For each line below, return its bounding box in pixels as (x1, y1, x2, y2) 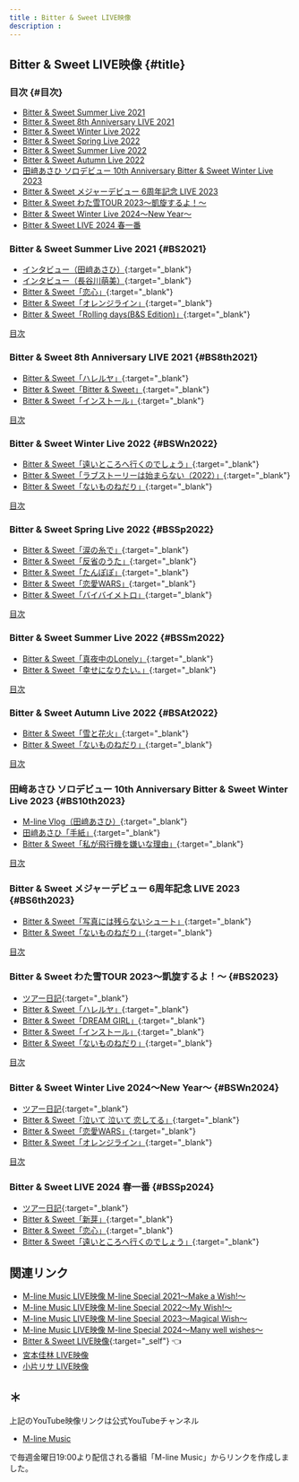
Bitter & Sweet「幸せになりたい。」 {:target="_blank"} (21, 664, 217, 675)
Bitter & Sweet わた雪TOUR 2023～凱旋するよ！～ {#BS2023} (9, 970, 279, 983)
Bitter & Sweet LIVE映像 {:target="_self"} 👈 (21, 1336, 182, 1346)
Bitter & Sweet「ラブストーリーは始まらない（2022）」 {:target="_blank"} (21, 470, 291, 481)
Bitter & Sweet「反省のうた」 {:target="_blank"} (21, 556, 197, 566)
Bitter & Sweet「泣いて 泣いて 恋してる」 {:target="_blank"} (21, 1115, 240, 1126)
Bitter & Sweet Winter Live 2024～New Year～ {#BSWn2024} (9, 1081, 279, 1093)
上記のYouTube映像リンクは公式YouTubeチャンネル (9, 1416, 200, 1426)
